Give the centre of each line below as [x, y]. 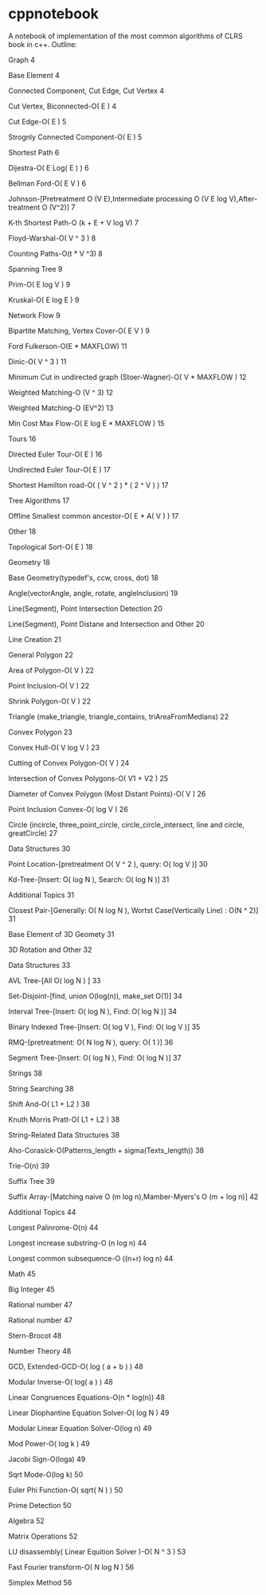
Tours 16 [22, 438]
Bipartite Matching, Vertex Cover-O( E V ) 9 [79, 331]
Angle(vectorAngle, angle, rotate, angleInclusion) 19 [93, 593]
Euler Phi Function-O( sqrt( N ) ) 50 [66, 1490]
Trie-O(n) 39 [29, 1166]
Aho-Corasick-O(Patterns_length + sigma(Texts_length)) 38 [106, 1150]
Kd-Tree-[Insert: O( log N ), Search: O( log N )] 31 [89, 879]
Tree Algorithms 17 [39, 500]
